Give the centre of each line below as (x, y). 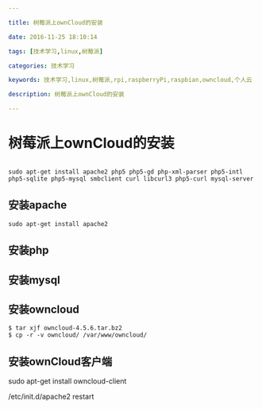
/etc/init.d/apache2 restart (51, 397)
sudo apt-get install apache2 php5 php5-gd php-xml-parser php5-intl (126, 172)
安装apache (38, 205)
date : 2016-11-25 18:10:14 (53, 37)
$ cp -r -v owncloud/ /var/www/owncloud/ (78, 335)
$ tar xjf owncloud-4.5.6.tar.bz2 (65, 328)
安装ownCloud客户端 (60, 362)
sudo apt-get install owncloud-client (67, 381)
